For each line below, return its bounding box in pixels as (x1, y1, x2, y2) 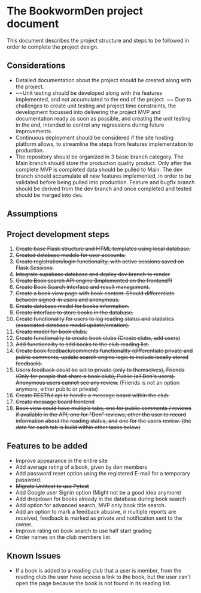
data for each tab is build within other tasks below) (15, 423, 141, 430)
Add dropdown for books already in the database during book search (15, 495, 186, 502)
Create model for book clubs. (15, 328, 88, 335)
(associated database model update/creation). (15, 321, 130, 328)
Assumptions (7, 209, 58, 219)
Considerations (7, 61, 66, 71)
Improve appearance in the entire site (15, 457, 108, 464)
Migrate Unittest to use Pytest (15, 482, 89, 490)
